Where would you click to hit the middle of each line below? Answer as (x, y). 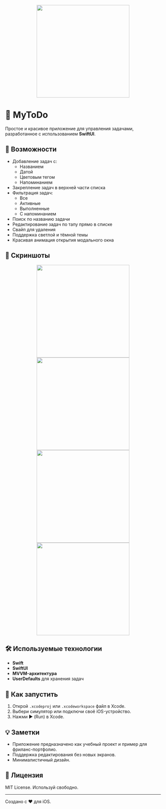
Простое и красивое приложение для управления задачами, (69, 128)
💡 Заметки (22, 732)
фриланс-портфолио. (35, 749)
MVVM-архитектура (35, 674)
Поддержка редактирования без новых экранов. (64, 755)
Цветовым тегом (37, 177)
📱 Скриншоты (28, 256)
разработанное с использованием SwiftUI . (50, 134)
